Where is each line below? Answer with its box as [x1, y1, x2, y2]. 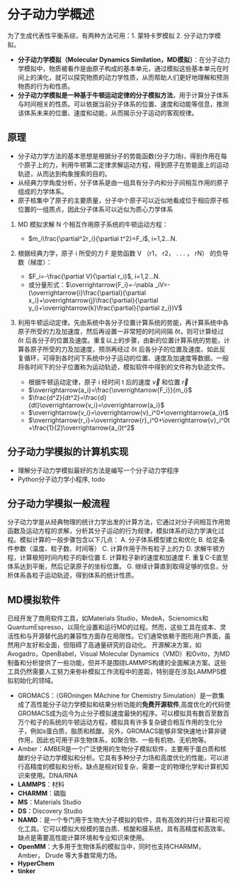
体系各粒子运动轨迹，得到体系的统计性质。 [13, 571, 138, 580]
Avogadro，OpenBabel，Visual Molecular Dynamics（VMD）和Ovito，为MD [7, 649, 230, 658]
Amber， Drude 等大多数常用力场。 [17, 851, 121, 860]
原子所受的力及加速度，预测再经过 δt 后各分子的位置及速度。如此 [30, 345, 220, 353]
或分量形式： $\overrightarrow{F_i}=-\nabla [28, 280, 154, 288]
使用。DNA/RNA [30, 772, 78, 780]
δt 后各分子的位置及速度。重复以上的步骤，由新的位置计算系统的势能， [17, 335, 225, 345]
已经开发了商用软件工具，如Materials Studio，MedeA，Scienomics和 [7, 614, 209, 622]
